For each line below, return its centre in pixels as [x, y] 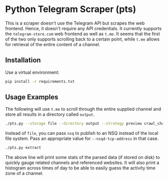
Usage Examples [32, 97]
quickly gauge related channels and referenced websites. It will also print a [82, 163]
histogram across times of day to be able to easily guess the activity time [80, 168]
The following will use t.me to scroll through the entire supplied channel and [83, 109]
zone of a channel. [24, 173]
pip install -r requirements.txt [40, 81]
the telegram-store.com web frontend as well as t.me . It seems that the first [82, 34]
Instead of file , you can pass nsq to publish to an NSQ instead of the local [82, 133]
